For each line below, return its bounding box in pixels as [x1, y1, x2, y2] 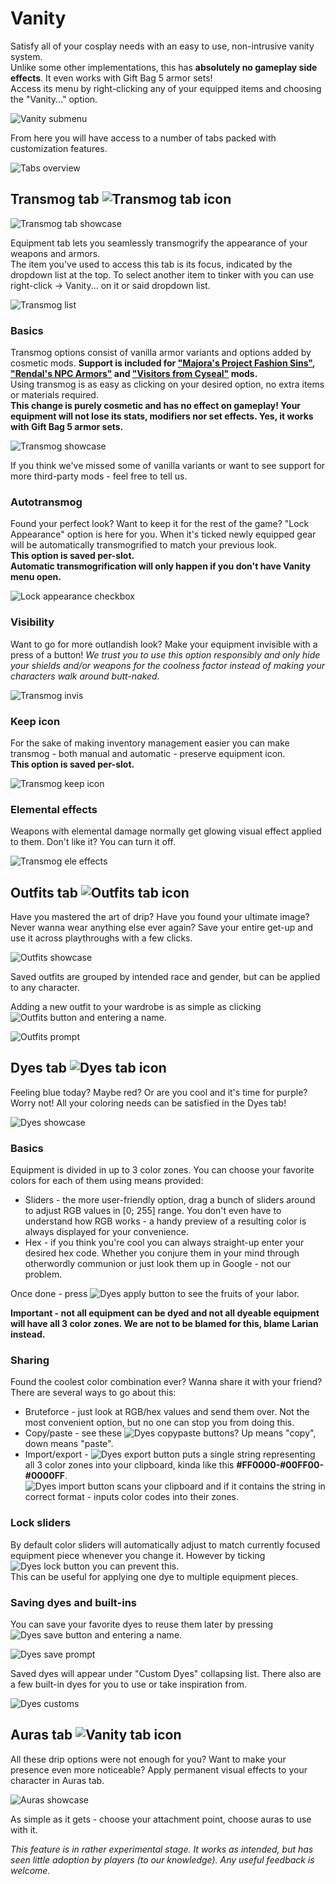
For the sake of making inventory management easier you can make [10, 737, 290, 749]
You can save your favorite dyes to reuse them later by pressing [10, 1618, 274, 1631]
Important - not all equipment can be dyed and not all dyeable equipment [10, 1307, 320, 1319]
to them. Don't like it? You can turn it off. [10, 836, 176, 848]
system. [10, 50, 43, 62]
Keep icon [10, 714, 61, 728]
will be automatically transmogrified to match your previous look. [10, 539, 278, 551]
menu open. [10, 571, 62, 583]
